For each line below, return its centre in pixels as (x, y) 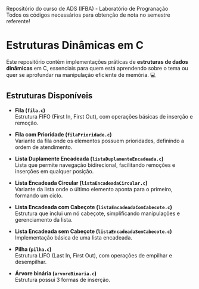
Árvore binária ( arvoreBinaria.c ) (56, 273)
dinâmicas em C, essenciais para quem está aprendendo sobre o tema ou (97, 68)
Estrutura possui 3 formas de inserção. (63, 279)
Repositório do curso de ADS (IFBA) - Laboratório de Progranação (87, 9)
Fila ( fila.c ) (30, 110)
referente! (18, 21)
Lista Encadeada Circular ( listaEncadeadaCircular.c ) (81, 183)
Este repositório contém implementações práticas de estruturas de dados (97, 61)
